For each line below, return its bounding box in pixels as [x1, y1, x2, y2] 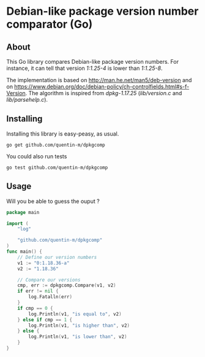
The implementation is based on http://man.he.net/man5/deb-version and [6, 77, 192, 83]
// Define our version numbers [17, 254, 97, 260]
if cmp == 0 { [17, 305, 53, 311]
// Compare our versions [17, 277, 81, 283]
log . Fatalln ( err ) [28, 294, 72, 300]
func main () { [6, 248, 43, 255]
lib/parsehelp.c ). [6, 96, 48, 103]
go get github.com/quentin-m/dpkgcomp [6, 142, 105, 148]
